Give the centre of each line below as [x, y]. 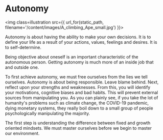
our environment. [23, 133]
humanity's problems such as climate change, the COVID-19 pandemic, [77, 103]
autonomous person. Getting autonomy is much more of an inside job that [79, 62]
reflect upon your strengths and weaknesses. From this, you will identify [78, 87]
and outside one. [22, 67]
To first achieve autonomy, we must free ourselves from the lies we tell [76, 77]
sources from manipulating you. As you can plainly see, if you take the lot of [81, 98]
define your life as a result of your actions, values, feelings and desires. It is [81, 42]
